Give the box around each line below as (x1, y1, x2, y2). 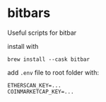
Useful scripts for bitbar (7, 28, 77, 37)
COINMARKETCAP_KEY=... (7, 88, 74, 95)
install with (7, 42, 39, 50)
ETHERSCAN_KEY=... (7, 81, 61, 89)
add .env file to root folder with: (7, 68, 99, 76)
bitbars (7, 5, 51, 21)
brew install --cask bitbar (7, 55, 90, 63)
